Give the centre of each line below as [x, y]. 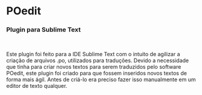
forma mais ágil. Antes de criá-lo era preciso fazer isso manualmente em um [101, 79]
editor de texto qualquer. [37, 86]
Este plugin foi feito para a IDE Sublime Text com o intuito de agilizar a [93, 54]
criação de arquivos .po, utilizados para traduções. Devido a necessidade [98, 60]
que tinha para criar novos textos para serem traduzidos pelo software [94, 67]
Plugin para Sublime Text [44, 30]
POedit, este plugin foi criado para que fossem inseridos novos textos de [96, 73]
